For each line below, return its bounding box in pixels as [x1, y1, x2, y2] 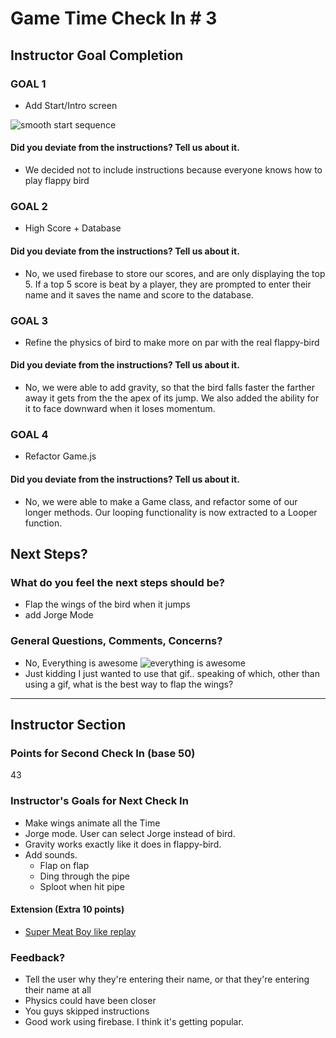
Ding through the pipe [39, 870, 130, 882]
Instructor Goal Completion [10, 47, 184, 64]
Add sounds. [24, 848, 78, 861]
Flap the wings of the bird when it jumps [24, 598, 191, 611]
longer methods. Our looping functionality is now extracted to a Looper [24, 506, 318, 518]
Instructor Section [10, 716, 127, 733]
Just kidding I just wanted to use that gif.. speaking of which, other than [24, 667, 320, 679]
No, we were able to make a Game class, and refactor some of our [24, 495, 298, 507]
